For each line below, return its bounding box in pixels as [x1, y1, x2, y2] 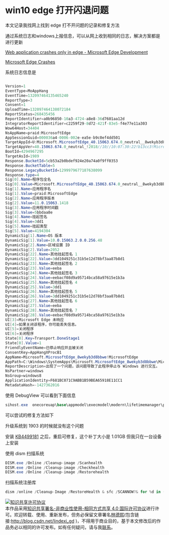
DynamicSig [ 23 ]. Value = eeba [5, 266, 62, 271]
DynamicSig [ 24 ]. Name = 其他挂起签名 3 [5, 270, 77, 275]
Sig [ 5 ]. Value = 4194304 [5, 229, 51, 234]
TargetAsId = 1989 [5, 154, 39, 159]
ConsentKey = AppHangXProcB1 [5, 350, 62, 355]
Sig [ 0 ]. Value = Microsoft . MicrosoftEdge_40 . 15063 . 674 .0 [5, 182, 121, 187]
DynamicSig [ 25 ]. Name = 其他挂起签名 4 [5, 280, 77, 285]
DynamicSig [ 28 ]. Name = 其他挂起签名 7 [5, 307, 77, 313]
